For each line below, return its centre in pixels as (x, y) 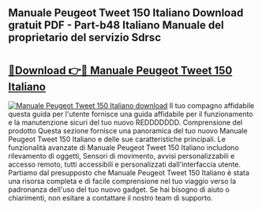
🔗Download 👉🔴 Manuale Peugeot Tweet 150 (120, 70)
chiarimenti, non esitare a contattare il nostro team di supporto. (110, 198)
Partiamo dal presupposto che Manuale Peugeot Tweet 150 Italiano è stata (129, 172)
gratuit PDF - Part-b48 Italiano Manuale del (116, 26)
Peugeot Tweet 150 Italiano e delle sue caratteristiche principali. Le (117, 139)
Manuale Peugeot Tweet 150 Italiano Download (126, 13)
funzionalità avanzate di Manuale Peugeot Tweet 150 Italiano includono (124, 148)
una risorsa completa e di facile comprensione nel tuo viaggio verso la (122, 181)
